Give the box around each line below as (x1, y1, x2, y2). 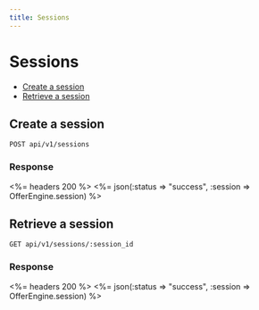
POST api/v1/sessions (9, 140, 90, 149)
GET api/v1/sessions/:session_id (9, 240, 134, 249)
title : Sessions (9, 13, 70, 22)
